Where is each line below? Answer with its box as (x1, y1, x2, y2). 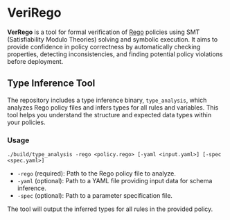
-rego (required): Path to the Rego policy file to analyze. (17, 169, 177, 178)
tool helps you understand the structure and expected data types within (7, 110, 212, 119)
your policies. (7, 118, 46, 126)
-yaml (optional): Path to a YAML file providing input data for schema (17, 177, 213, 185)
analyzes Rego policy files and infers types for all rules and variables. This (7, 103, 219, 112)
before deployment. (7, 57, 64, 65)
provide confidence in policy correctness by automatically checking (7, 42, 201, 51)
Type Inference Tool (7, 78, 96, 90)
